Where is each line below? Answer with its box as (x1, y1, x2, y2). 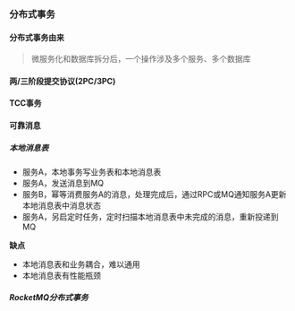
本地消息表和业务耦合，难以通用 (21, 258, 140, 270)
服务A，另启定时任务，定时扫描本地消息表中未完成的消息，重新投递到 (21, 211, 279, 221)
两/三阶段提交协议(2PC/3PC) (9, 75, 116, 86)
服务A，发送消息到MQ (21, 177, 105, 188)
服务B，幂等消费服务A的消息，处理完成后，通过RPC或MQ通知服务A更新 (21, 188, 287, 199)
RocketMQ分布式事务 (9, 292, 88, 303)
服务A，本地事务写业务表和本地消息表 (21, 166, 162, 177)
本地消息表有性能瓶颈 (21, 270, 101, 281)
